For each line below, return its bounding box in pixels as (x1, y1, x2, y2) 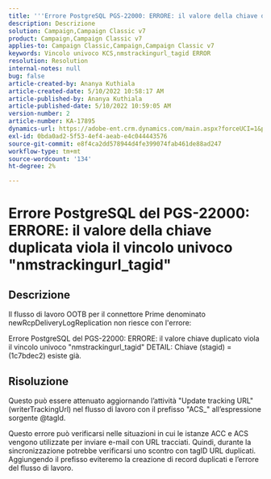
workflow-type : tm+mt (8, 147, 81, 155)
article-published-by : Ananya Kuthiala (8, 95, 143, 103)
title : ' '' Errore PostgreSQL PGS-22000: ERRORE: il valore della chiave (8, 11, 258, 20)
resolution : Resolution (8, 57, 89, 66)
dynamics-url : (8, 125, 56, 133)
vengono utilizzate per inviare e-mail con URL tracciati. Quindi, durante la (8, 437, 252, 447)
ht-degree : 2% (8, 163, 56, 171)
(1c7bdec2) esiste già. (8, 351, 82, 361)
